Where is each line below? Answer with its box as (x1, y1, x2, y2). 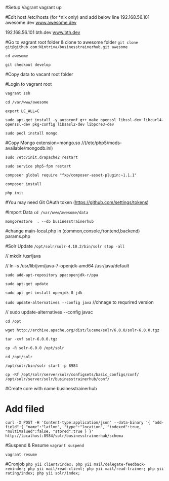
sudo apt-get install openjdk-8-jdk (5, 290, 82, 295)
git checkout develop (5, 62, 51, 67)
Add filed (5, 403, 45, 415)
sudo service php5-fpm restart (5, 164, 71, 169)
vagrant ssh (5, 91, 30, 96)
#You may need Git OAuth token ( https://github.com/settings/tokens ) (5, 199, 149, 205)
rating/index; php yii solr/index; (5, 470, 80, 476)
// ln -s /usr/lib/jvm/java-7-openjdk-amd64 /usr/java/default (5, 263, 130, 268)
